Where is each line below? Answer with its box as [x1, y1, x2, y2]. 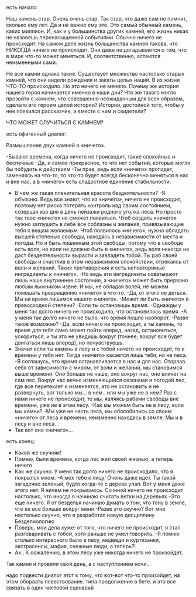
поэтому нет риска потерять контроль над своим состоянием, [14, 202, 172, 209]
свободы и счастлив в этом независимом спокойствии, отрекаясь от [14, 258, 189, 265]
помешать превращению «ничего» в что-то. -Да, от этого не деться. [14, 289, 187, 296]
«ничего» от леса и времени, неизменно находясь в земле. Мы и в [14, 414, 183, 421]
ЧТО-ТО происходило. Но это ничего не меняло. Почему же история [6, 83, 179, 89]
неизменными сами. [6, 59, 57, 66]
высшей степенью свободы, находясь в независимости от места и [14, 233, 183, 240]
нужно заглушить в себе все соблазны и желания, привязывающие [14, 221, 184, 227]
